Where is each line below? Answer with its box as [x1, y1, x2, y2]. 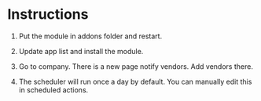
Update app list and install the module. [18, 46, 144, 56]
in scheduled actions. [18, 85, 89, 95]
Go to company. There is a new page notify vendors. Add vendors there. [18, 61, 253, 71]
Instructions [7, 5, 89, 23]
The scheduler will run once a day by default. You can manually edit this [18, 77, 252, 86]
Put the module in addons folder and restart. [18, 31, 163, 41]
